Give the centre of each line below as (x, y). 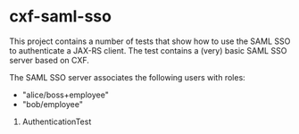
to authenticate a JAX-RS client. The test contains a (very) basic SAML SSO (148, 50)
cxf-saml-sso (60, 17)
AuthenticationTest (57, 121)
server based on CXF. (49, 60)
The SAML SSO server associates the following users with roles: (127, 77)
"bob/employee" (52, 104)
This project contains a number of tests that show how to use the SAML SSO (150, 41)
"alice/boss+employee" (65, 95)
